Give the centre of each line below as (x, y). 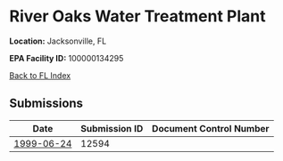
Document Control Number (210, 128)
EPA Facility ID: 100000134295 (67, 58)
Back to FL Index (40, 75)
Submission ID (112, 128)
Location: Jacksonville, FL (58, 41)
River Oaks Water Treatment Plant (137, 16)
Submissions (46, 104)
